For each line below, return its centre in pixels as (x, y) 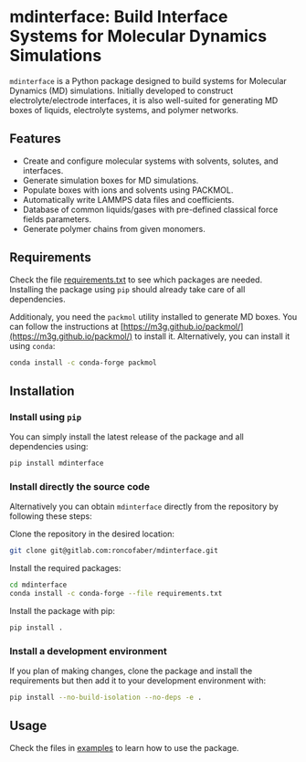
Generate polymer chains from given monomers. (114, 228)
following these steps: (51, 516)
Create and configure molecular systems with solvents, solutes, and (150, 161)
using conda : (32, 345)
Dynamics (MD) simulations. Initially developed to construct (121, 90)
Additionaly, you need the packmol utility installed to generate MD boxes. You (153, 316)
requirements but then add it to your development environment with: (138, 681)
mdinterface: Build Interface (119, 17)
